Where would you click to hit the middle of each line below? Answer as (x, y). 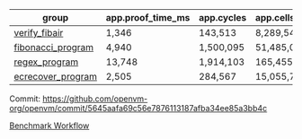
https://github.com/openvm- (95, 99)
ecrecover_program (55, 77)
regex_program (46, 62)
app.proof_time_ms (148, 17)
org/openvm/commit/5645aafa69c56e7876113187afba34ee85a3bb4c (138, 108)
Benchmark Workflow (49, 126)
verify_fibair (39, 33)
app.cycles (223, 17)
